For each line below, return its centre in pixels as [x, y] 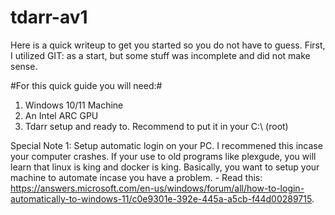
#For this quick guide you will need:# [86, 85]
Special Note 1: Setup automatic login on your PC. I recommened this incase [166, 145]
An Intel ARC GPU [61, 115]
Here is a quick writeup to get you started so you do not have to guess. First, [168, 45]
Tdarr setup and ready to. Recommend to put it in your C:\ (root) [156, 126]
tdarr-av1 [49, 17]
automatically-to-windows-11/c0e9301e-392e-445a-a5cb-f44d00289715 [161, 198]
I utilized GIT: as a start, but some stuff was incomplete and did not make [160, 55]
